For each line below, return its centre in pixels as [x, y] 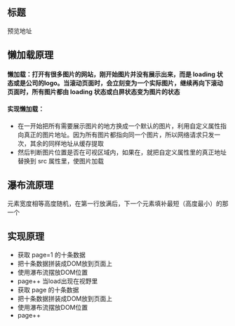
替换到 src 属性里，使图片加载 [61, 161]
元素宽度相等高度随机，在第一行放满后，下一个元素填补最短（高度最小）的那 [118, 203]
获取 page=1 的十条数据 [51, 254]
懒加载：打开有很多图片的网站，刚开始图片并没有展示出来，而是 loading [112, 74]
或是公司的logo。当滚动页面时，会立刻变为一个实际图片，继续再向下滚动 [118, 83]
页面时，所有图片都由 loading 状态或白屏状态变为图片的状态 [94, 91]
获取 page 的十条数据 [48, 290]
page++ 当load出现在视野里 [58, 281]
